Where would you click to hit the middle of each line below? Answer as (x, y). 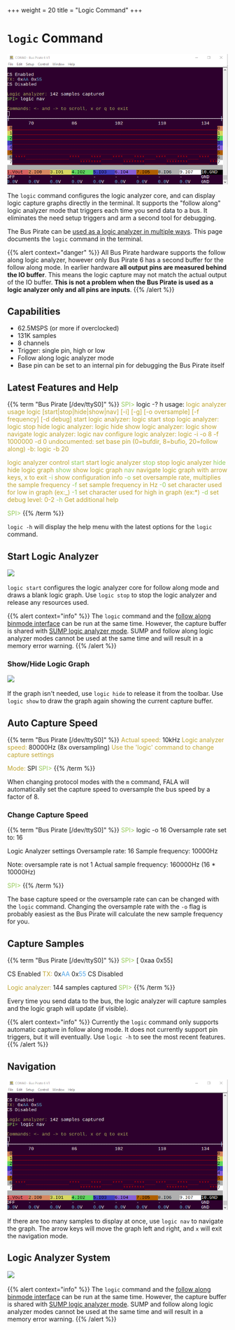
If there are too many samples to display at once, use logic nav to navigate (115, 1221)
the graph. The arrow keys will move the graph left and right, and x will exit (115, 1228)
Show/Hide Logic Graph (48, 664)
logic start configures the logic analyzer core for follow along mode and (113, 588)
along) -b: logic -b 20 (38, 449)
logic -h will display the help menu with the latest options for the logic (110, 527)
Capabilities (34, 312)
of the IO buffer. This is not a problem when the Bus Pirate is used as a (110, 282)
